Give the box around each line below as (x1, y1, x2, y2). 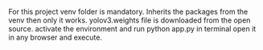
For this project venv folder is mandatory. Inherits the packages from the (8, 7, 249, 16)
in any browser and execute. (8, 32, 103, 42)
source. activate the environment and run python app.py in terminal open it (8, 24, 257, 33)
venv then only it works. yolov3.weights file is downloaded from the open (8, 15, 251, 25)
